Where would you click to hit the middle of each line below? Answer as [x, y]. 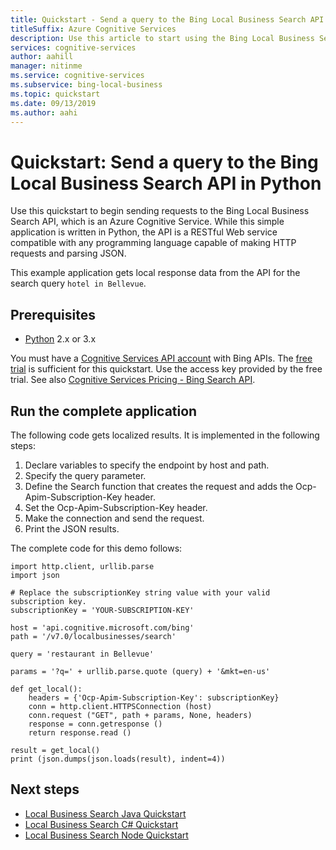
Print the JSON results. [72, 528]
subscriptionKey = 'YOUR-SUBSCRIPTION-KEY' [102, 610]
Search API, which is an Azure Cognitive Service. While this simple [147, 222]
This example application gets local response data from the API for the [155, 273]
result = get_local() [55, 750]
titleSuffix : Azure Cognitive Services [93, 29]
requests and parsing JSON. [68, 253]
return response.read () [80, 732]
